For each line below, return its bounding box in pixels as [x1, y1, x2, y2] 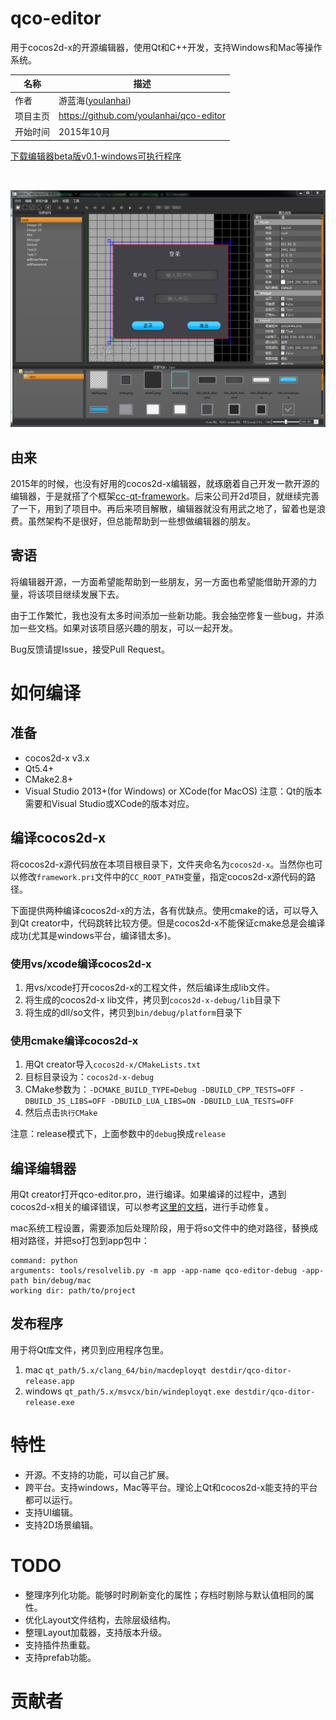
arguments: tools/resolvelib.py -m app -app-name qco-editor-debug [10, 1266, 298, 1276]
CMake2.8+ [24, 773, 74, 785]
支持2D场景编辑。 [24, 1518, 99, 1531]
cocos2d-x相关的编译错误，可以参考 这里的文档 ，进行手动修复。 [10, 1201, 275, 1212]
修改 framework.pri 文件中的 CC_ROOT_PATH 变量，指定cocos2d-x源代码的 [18, 870, 308, 882]
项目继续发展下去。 [44, 588, 125, 600]
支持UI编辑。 [24, 1506, 78, 1518]
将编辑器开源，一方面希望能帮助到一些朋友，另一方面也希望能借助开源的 [10, 575, 308, 587]
